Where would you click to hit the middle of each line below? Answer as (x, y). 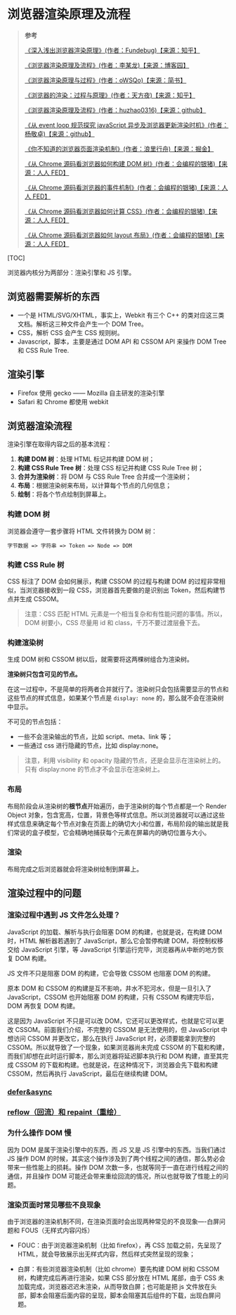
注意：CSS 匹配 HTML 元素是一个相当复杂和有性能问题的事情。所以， (125, 614)
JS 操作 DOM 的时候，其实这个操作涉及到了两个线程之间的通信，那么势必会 (117, 1158)
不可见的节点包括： (35, 722)
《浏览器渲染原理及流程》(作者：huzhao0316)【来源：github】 (115, 110)
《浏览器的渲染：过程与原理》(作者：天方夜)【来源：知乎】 (110, 95)
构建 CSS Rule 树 (36, 565)
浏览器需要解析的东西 (53, 297)
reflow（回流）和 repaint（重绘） (64, 1112)
